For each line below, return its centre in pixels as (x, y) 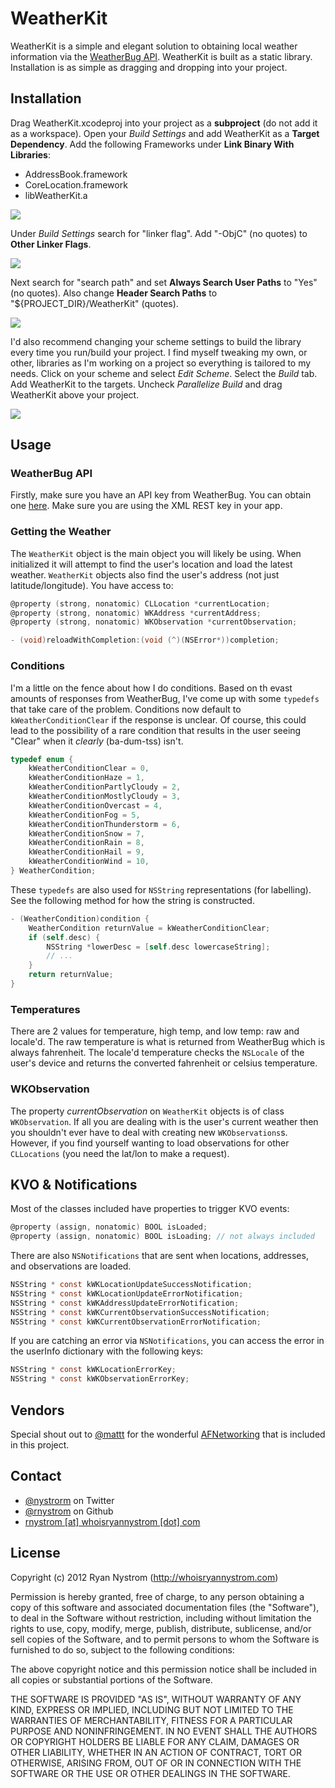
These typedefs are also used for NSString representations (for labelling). (161, 889)
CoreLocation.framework (76, 184)
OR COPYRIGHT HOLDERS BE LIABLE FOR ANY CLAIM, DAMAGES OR (155, 1741)
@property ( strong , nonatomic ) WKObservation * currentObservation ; (154, 622)
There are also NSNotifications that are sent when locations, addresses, (159, 1256)
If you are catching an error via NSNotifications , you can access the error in (167, 1341)
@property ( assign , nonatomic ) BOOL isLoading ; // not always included (162, 1237)
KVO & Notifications (74, 1184)
